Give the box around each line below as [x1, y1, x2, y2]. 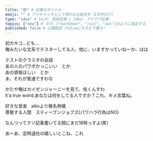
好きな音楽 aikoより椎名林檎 [5, 103, 66, 109]
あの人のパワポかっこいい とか [5, 63, 71, 69]
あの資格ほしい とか [5, 69, 49, 75]
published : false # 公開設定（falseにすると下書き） [5, 26, 107, 31]
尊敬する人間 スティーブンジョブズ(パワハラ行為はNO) [5, 109, 119, 115]
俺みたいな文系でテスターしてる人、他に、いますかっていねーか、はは [5, 46, 149, 52]
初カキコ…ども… [5, 40, 39, 46]
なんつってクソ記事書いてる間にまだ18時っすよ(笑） [5, 120, 111, 126]
